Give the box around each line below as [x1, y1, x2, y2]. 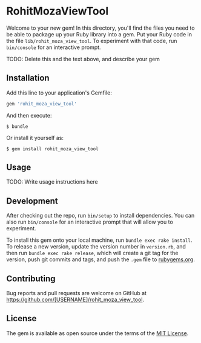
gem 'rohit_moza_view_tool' [6, 101, 77, 107]
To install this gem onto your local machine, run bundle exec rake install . [6, 236, 193, 244]
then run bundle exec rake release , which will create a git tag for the [6, 250, 179, 257]
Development [6, 196, 59, 206]
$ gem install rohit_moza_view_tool [6, 145, 99, 152]
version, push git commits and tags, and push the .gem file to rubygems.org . [6, 256, 196, 263]
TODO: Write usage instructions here [6, 178, 98, 185]
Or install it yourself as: [6, 134, 64, 141]
